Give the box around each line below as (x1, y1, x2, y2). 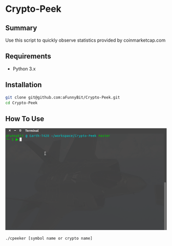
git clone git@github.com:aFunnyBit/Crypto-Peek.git (5, 94, 120, 100)
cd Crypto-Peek (5, 100, 38, 105)
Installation (5, 81, 42, 89)
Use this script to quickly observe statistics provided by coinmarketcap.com (5, 37, 166, 43)
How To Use (5, 114, 45, 123)
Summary (5, 24, 37, 32)
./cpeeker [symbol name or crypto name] (5, 236, 93, 241)
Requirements (5, 52, 51, 61)
